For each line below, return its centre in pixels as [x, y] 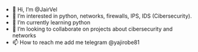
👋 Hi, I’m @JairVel [35, 9]
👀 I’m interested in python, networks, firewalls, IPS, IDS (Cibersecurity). [102, 16]
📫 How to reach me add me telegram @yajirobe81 [76, 42]
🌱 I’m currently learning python [51, 22]
